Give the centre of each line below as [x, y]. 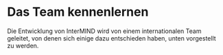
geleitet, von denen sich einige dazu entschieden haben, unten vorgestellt [111, 38]
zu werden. [23, 45]
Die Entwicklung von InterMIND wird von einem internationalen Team [104, 31]
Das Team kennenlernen [78, 12]
